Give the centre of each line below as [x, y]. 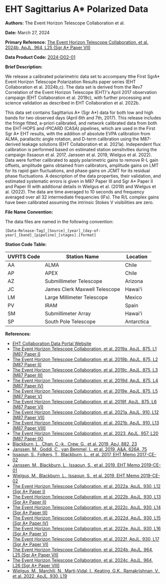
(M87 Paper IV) [28, 386]
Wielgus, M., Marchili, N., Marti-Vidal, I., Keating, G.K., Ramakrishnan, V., [86, 571]
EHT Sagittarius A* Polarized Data [77, 9]
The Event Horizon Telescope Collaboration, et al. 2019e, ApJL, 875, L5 [85, 391]
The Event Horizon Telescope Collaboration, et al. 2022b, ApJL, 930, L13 [86, 496]
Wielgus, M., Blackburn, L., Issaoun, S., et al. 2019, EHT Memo [76, 476]
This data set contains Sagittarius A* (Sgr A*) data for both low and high [79, 112]
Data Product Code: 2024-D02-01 [40, 57]
